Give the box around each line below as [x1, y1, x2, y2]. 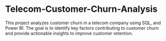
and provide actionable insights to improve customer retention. [5, 30, 133, 36]
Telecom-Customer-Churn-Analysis [5, 3, 158, 15]
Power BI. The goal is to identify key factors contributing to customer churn [5, 25, 159, 31]
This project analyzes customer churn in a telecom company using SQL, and [5, 20, 161, 26]
